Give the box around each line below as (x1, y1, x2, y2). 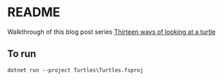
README (7, 4, 61, 20)
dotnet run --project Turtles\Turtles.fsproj (7, 66, 143, 74)
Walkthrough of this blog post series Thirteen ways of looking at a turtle (7, 27, 216, 36)
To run (7, 48, 37, 60)
